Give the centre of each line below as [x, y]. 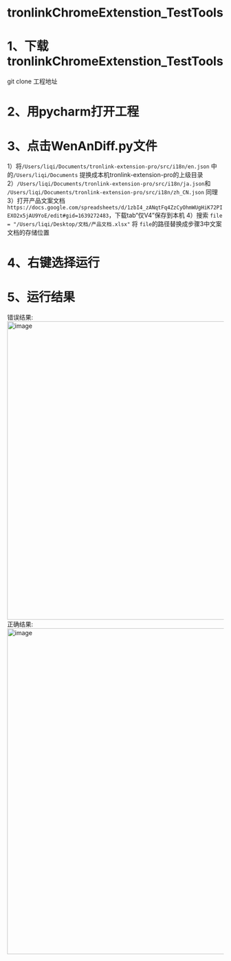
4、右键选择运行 [53, 263]
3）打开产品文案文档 [36, 200]
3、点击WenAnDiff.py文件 [82, 146]
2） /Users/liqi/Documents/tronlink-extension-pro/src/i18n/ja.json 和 [109, 183]
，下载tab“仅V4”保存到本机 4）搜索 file [166, 216]
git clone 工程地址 [32, 81]
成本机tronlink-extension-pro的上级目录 [147, 175]
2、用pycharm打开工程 [73, 112]
